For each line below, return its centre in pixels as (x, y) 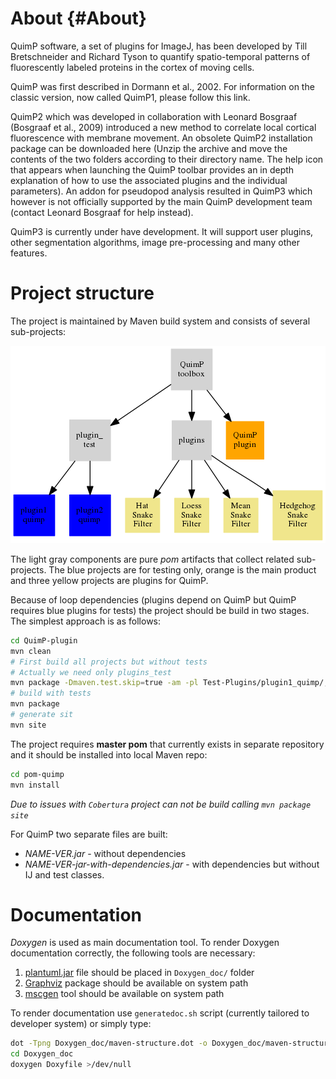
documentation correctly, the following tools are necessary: (133, 953)
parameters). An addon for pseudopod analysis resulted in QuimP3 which (161, 191)
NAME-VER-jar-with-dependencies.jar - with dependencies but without (172, 864)
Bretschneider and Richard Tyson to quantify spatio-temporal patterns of (160, 56)
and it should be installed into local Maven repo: (109, 754)
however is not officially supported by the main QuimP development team (161, 201)
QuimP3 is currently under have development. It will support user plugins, (162, 231)
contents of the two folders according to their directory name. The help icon (167, 159)
